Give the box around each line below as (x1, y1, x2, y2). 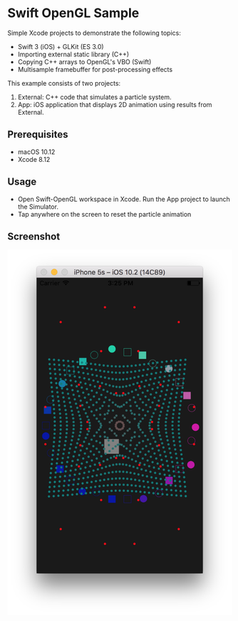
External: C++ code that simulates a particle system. (17, 93, 172, 101)
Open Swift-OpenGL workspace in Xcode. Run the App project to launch (17, 195, 230, 203)
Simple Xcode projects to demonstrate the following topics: (7, 29, 182, 37)
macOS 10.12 (17, 148, 56, 156)
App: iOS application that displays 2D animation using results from (17, 100, 212, 108)
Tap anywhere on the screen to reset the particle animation (17, 210, 192, 218)
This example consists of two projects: (7, 78, 121, 87)
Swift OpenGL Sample (7, 5, 140, 21)
